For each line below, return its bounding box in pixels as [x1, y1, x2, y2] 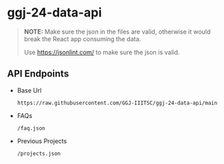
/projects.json [16, 150, 61, 157]
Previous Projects [16, 137, 67, 145]
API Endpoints [7, 68, 69, 80]
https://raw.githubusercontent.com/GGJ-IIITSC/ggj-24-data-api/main [16, 99, 218, 106]
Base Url [16, 86, 42, 94]
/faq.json [16, 125, 46, 132]
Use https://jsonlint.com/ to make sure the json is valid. [23, 48, 180, 56]
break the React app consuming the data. [23, 34, 142, 43]
